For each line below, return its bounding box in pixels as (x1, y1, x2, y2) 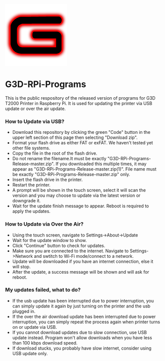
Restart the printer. (12, 182, 51, 188)
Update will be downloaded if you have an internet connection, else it (12, 258, 154, 264)
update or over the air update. (5, 106, 66, 112)
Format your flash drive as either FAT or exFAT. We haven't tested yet (12, 140, 153, 146)
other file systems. (12, 145, 50, 151)
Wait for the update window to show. (12, 237, 87, 243)
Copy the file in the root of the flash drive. (12, 150, 98, 156)
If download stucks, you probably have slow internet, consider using (12, 345, 152, 351)
